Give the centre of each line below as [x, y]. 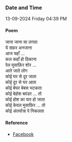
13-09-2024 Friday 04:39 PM [36, 19]
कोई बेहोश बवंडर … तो [23, 93]
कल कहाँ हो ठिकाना [21, 59]
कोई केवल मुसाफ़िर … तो [25, 105]
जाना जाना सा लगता [21, 42]
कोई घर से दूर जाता [21, 76]
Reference [17, 123]
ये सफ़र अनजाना [19, 48]
